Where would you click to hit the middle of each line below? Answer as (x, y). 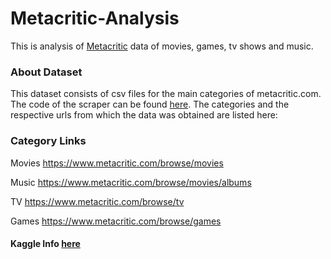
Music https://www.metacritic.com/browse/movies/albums (131, 182)
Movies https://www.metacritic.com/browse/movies (117, 163)
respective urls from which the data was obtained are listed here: (144, 115)
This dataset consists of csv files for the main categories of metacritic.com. (166, 94)
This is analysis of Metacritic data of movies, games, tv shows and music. (162, 46)
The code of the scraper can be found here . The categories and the (150, 104)
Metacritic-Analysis (95, 18)
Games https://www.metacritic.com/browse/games (116, 221)
